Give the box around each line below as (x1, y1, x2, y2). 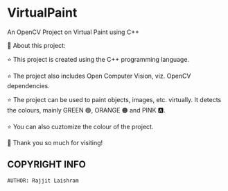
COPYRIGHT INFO (7, 158, 87, 171)
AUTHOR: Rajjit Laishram (7, 177, 79, 184)
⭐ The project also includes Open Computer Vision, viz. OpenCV (7, 72, 191, 80)
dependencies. (7, 81, 50, 90)
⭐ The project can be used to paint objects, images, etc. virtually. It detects (7, 95, 222, 103)
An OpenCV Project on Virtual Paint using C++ (7, 28, 140, 36)
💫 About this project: (7, 41, 66, 49)
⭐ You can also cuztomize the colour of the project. (7, 122, 154, 131)
